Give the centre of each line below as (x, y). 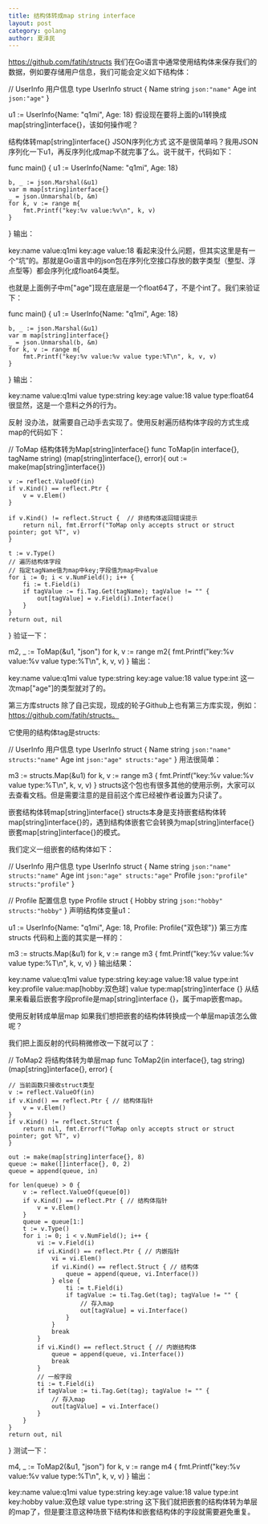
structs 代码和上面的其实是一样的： (67, 938)
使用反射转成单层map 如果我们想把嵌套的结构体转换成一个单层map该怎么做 (133, 1016)
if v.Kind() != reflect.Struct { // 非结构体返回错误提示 (103, 519)
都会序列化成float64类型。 (80, 271)
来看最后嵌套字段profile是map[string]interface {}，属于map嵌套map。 (131, 999)
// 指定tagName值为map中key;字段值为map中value (83, 571)
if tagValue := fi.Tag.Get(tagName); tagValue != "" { (116, 592)
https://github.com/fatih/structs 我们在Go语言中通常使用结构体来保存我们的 (133, 62)
